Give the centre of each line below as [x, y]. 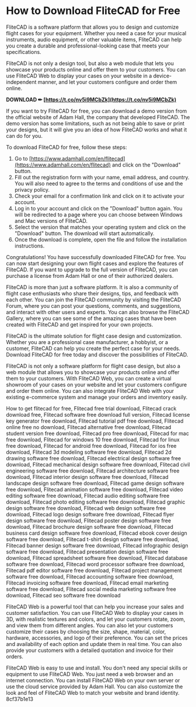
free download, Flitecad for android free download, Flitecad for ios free [91, 446]
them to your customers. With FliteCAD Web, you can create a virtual [89, 378]
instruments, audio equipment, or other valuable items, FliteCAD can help [94, 39]
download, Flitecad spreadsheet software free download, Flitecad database [97, 558]
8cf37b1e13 [20, 699]
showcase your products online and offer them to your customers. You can [96, 69]
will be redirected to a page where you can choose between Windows [98, 215]
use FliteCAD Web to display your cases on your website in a [79, 76]
